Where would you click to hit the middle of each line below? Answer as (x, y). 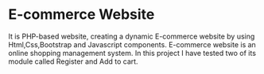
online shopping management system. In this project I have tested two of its (132, 53)
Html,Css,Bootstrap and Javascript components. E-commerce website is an (132, 44)
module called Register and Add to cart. (73, 61)
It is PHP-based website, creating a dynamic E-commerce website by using (132, 36)
